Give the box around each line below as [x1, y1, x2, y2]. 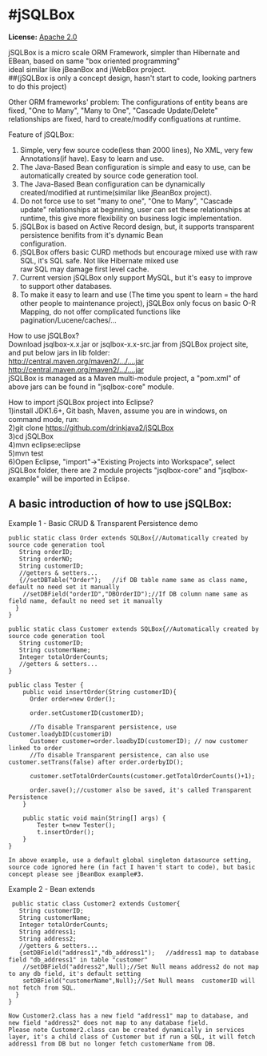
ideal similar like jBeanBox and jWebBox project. [8, 64, 166, 74]
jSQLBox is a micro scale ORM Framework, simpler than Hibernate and [8, 47, 241, 57]
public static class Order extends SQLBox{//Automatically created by [8, 534, 249, 542]
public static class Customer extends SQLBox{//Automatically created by [8, 624, 260, 633]
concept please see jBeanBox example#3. [8, 870, 145, 878]
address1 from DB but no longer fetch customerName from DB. [8, 1039, 217, 1048]
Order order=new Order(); [29, 695, 116, 703]
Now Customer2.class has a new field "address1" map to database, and [8, 1011, 249, 1020]
